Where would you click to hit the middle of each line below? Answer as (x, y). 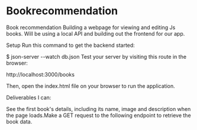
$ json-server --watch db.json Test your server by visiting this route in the (96, 56)
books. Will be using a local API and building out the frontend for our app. (96, 33)
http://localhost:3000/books (41, 74)
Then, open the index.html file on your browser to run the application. (91, 86)
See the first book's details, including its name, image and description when (98, 109)
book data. (19, 121)
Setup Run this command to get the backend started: (70, 45)
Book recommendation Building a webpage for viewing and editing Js (91, 27)
